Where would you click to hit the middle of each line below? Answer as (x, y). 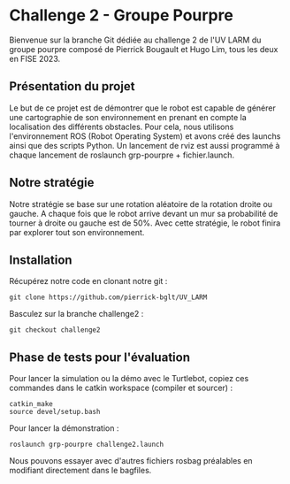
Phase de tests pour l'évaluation (99, 357)
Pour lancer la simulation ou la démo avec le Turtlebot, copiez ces (129, 379)
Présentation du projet (72, 86)
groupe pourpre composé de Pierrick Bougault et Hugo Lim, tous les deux (144, 49)
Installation (41, 260)
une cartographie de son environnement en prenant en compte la (128, 117)
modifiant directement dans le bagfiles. (80, 471)
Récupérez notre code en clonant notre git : (88, 281)
